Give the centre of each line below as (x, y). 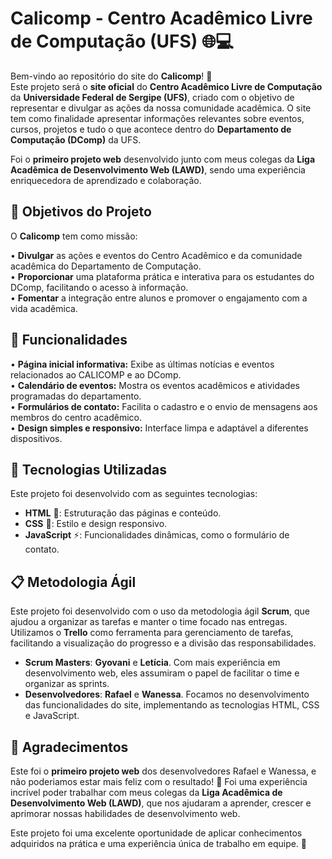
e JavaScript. (52, 716)
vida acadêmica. (44, 308)
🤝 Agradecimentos (69, 747)
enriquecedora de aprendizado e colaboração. (106, 180)
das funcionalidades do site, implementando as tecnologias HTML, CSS (172, 705)
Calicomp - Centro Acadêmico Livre (161, 18)
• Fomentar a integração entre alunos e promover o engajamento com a (159, 298)
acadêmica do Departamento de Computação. (106, 266)
